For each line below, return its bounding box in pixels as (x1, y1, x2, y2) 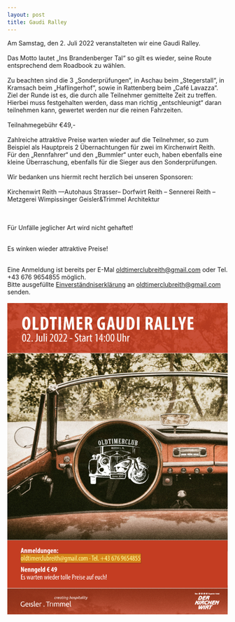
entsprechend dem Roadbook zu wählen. (7, 61, 126, 69)
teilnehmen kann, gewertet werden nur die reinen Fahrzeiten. (7, 106, 183, 114)
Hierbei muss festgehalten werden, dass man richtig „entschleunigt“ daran (7, 98, 222, 106)
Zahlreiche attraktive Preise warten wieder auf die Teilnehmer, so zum (7, 135, 209, 143)
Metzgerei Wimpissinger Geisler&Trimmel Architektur (7, 195, 160, 203)
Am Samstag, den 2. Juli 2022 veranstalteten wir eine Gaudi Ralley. (7, 38, 201, 47)
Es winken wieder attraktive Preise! (7, 244, 108, 253)
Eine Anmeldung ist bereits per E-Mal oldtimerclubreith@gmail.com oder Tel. (7, 265, 228, 274)
